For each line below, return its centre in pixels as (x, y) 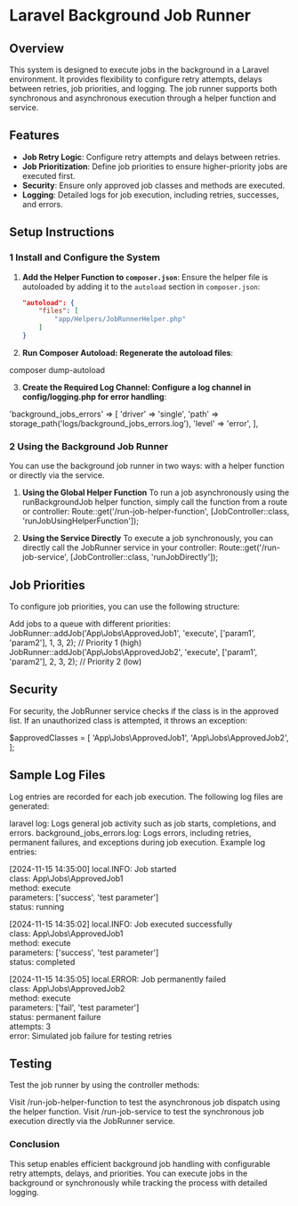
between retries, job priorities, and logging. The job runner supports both (143, 89)
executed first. (48, 175)
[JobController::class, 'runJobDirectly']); (144, 557)
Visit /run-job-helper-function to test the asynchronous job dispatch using (145, 1102)
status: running (37, 907)
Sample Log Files (57, 775)
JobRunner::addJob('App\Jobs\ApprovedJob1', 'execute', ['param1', (133, 633)
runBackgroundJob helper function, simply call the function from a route (154, 502)
